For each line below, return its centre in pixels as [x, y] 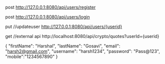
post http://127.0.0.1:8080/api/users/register [51, 7]
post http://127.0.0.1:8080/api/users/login [48, 17]
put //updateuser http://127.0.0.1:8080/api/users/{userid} [64, 26]
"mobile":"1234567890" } [31, 56]
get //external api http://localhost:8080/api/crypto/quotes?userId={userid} [82, 36]
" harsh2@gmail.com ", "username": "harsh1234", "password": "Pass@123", [82, 51]
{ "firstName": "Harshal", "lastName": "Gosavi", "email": [63, 46]
